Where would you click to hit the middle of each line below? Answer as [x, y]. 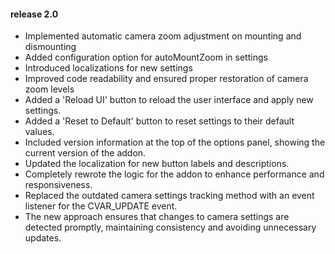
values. [39, 132]
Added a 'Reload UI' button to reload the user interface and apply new [169, 100]
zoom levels [49, 89]
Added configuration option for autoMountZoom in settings [146, 57]
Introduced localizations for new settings [108, 68]
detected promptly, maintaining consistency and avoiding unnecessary [170, 227]
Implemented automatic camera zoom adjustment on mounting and [163, 36]
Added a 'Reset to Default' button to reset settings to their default [159, 121]
